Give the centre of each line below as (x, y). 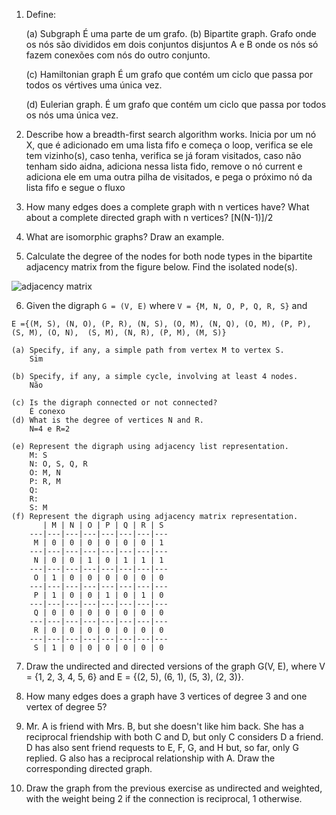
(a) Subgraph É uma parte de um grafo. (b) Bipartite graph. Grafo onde (171, 33)
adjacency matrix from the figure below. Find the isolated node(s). (161, 267)
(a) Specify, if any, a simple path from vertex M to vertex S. (148, 350)
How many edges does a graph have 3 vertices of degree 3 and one (166, 696)
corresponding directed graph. (89, 768)
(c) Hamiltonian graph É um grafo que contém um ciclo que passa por (169, 74)
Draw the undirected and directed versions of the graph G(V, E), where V (175, 666)
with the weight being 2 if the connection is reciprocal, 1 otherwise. (164, 798)
